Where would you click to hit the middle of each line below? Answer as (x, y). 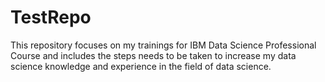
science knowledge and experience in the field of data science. (141, 66)
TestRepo (51, 17)
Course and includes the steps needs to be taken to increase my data (153, 55)
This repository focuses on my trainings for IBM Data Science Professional (163, 45)
